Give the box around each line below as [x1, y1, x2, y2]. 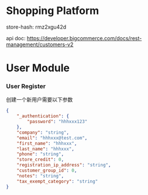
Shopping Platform [6, 4, 99, 18]
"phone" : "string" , [16, 151, 64, 157]
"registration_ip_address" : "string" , [16, 162, 111, 168]
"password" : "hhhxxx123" [27, 119, 88, 125]
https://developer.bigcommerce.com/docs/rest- [26, 34, 142, 41]
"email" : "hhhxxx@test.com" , [16, 135, 88, 141]
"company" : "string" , [16, 130, 69, 135]
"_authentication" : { [16, 113, 69, 119]
